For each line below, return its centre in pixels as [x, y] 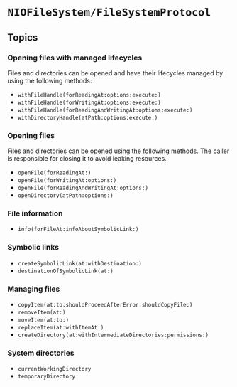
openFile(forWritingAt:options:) [67, 181]
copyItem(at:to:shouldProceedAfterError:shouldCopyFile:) [105, 305]
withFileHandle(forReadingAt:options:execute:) [89, 95]
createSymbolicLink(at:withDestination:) [79, 263]
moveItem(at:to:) [43, 320]
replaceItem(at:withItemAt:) [61, 328]
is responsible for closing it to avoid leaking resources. [87, 159]
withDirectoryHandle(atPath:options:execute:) [88, 117]
